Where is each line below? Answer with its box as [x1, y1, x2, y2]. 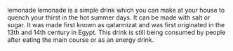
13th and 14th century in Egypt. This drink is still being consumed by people [7, 28, 226, 36]
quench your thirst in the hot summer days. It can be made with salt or [7, 13, 211, 22]
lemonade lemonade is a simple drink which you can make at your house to [7, 6, 225, 14]
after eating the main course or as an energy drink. [7, 36, 154, 44]
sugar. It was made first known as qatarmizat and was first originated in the [7, 21, 225, 29]
